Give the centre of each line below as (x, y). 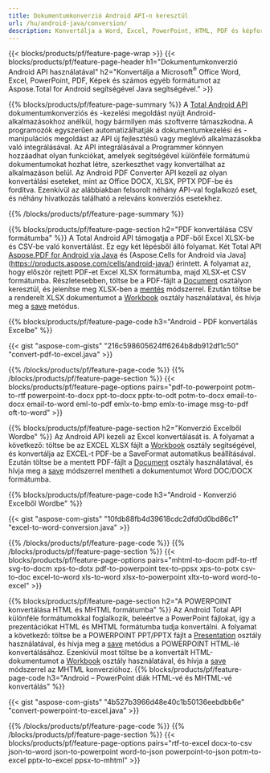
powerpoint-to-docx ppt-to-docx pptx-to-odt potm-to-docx (126, 396)
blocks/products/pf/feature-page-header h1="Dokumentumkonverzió (123, 62)
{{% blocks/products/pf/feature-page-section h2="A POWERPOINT (120, 601)
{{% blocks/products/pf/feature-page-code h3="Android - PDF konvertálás (133, 322)
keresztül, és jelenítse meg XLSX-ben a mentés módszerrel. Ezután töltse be (135, 289)
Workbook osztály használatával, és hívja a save (146, 661)
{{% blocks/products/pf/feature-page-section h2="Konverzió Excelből (125, 428)
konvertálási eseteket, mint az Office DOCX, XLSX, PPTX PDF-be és (121, 181)
